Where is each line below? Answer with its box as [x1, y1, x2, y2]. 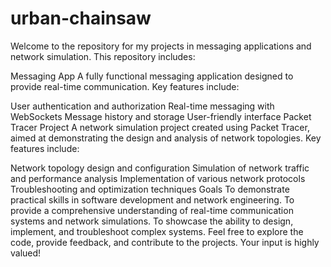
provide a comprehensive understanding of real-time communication [10, 204, 294, 216]
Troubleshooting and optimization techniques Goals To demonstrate [10, 183, 290, 195]
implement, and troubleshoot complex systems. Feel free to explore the [10, 225, 304, 237]
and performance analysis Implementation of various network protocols [10, 172, 306, 184]
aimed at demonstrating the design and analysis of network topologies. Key [10, 132, 322, 144]
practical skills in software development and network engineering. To [10, 193, 295, 206]
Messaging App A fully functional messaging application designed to [10, 70, 294, 82]
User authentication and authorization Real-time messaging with [10, 100, 275, 112]
